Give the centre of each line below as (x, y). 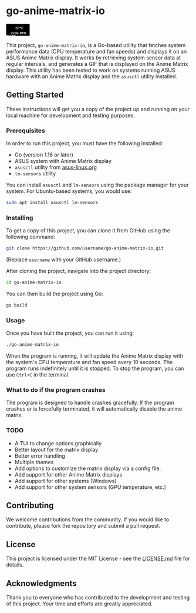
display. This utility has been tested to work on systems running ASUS (91, 70)
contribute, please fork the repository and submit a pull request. (83, 526)
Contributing (30, 505)
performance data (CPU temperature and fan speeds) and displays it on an (97, 51)
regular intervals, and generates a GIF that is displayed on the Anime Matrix (97, 64)
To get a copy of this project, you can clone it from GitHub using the (88, 231)
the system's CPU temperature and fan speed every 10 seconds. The (89, 362)
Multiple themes (34, 462)
